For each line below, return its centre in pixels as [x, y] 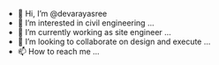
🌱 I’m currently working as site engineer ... [94, 32]
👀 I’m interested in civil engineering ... [86, 23]
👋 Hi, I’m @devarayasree [62, 14]
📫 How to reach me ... [58, 51]
